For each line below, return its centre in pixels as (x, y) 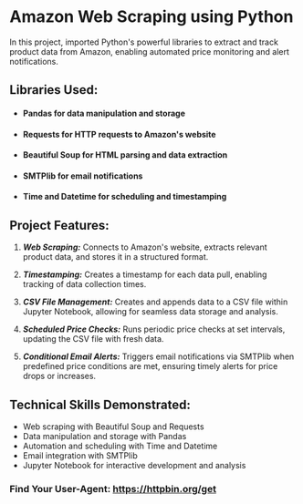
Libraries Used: (54, 90)
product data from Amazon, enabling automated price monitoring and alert (150, 51)
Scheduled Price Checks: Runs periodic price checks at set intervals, (154, 329)
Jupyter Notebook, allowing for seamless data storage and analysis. (150, 312)
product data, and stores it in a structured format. (115, 257)
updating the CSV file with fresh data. (93, 339)
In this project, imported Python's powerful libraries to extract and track (144, 42)
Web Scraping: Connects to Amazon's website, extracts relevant (145, 247)
